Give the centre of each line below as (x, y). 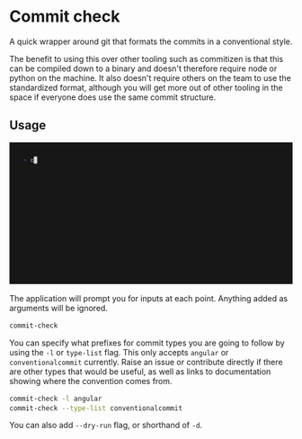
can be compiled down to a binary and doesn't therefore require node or (143, 68)
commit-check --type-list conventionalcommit (96, 408)
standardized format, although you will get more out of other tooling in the (146, 87)
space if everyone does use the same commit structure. (113, 97)
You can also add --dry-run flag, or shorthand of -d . (106, 426)
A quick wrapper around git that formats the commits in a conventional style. (151, 41)
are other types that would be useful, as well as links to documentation (140, 372)
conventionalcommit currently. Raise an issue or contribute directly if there (146, 362)
